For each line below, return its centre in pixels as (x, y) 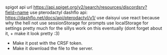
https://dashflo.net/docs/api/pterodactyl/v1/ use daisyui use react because (82, 18)
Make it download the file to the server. (53, 48)
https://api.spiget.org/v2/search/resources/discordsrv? (90, 7)
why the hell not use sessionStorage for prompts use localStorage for (77, 23)
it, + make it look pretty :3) (33, 33)
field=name (17, 12)
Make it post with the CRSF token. (47, 43)
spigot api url (19, 7)
